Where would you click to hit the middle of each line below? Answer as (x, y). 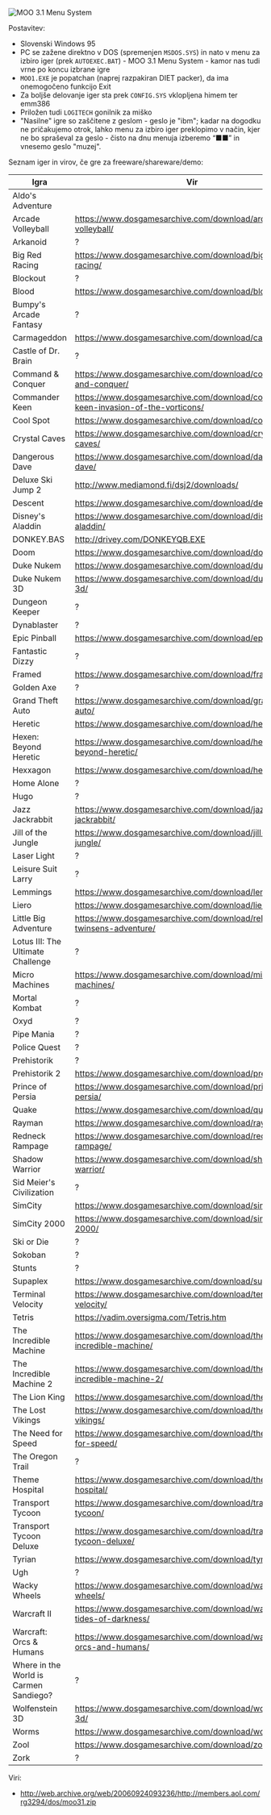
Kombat (27, 1008)
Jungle (25, 843)
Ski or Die (31, 1242)
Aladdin (27, 526)
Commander (36, 397)
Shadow (28, 1159)
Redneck (29, 1136)
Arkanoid (29, 242)
